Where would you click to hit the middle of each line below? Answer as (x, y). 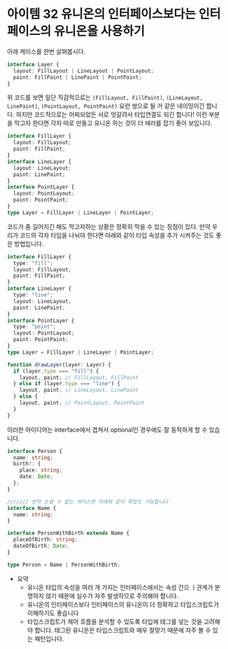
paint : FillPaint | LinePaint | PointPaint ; (77, 77)
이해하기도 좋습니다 (53, 613)
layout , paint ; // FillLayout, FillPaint (79, 378)
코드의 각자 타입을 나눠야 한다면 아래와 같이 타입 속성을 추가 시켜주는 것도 (117, 235)
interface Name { (32, 508)
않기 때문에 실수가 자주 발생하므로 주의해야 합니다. (112, 596)
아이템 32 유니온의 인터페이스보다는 (102, 14)
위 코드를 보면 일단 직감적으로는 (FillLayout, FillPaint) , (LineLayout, (105, 97)
